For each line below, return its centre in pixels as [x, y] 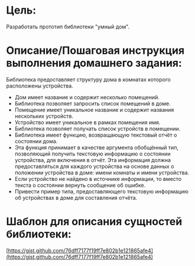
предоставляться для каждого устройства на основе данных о [94, 166]
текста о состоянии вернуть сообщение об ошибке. [80, 185]
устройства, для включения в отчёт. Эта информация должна [93, 160]
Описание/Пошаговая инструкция [95, 51]
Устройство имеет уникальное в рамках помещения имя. [87, 122]
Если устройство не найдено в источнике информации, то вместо [98, 179]
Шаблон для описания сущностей [94, 222]
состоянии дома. [36, 141]
